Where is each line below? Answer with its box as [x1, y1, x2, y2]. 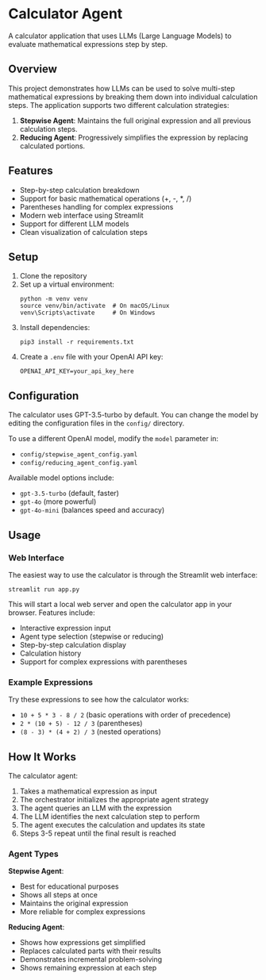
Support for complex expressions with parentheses [19, 656, 188, 667]
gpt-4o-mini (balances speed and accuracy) [19, 505, 165, 515]
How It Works [8, 750, 77, 763]
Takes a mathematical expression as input [19, 786, 157, 796]
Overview [8, 63, 58, 76]
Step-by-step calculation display [19, 640, 127, 649]
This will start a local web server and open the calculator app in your [8, 599, 233, 609]
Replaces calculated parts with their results [19, 946, 161, 956]
